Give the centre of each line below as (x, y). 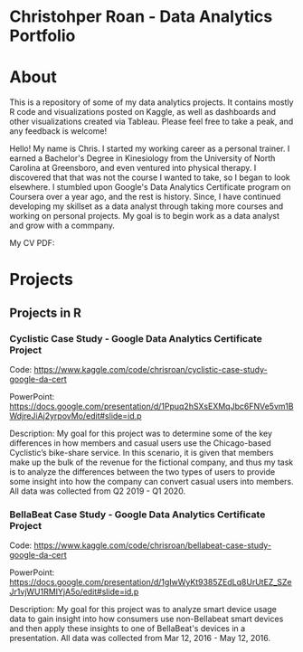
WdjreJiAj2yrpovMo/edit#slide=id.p (76, 416)
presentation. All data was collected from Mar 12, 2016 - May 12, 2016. (140, 638)
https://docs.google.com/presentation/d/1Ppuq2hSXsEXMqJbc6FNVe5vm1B (151, 406)
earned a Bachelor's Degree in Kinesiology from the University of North (142, 158)
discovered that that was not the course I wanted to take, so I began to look (150, 177)
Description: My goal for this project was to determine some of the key (141, 433)
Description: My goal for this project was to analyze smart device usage (143, 609)
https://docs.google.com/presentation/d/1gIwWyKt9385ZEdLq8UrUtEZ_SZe (151, 582)
